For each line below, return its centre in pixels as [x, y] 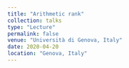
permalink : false [33, 34]
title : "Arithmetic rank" [46, 14]
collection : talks [35, 21]
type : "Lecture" [31, 27]
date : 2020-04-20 [33, 47]
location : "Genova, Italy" [47, 54]
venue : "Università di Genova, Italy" [65, 40]
